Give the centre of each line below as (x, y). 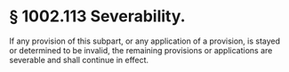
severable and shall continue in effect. (79, 60)
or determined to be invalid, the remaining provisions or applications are (141, 50)
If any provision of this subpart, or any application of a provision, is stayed (145, 41)
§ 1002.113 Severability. (97, 16)
